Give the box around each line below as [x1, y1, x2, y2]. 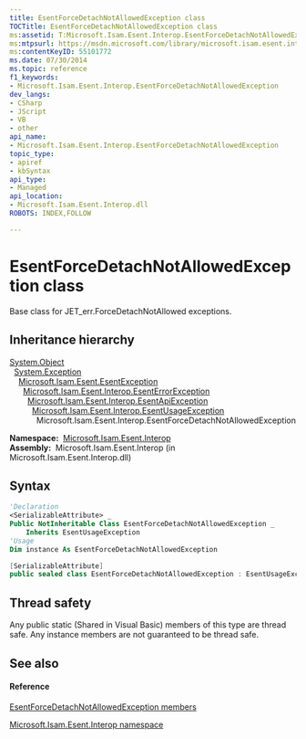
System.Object [9, 356, 65, 367]
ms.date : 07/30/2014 [9, 56, 88, 65]
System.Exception [13, 366, 82, 377]
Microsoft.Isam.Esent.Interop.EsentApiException [26, 395, 209, 406]
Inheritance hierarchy [9, 333, 135, 348]
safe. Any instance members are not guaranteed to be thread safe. [9, 629, 260, 640]
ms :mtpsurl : [9, 38, 55, 48]
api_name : [9, 132, 47, 142]
